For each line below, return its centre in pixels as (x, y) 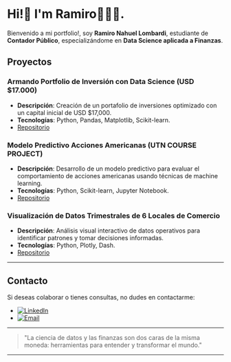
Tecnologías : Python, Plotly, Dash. (66, 245)
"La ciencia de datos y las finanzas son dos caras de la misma (112, 338)
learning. (30, 183)
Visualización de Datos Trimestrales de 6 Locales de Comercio (113, 215)
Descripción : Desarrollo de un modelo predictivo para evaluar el (108, 169)
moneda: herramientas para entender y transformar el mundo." (113, 345)
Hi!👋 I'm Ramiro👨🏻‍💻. (66, 14)
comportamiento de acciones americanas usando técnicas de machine (118, 175)
